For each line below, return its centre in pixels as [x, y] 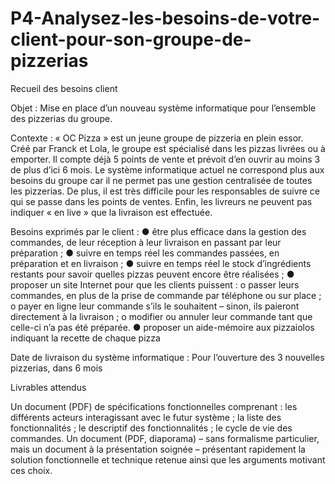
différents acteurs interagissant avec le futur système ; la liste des [146, 417]
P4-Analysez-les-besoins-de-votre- [165, 18]
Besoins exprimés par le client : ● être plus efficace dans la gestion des [158, 231]
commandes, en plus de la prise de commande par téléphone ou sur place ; [166, 295]
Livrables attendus [48, 387]
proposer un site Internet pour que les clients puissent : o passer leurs [155, 284]
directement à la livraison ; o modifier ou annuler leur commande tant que [161, 316]
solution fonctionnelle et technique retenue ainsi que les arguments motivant [168, 459]
